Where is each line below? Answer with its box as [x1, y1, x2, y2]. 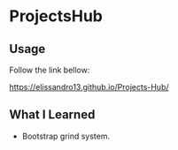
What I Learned [9, 108, 96, 123]
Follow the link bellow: [9, 64, 90, 75]
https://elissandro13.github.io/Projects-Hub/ [9, 82, 170, 92]
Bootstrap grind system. [21, 131, 111, 141]
